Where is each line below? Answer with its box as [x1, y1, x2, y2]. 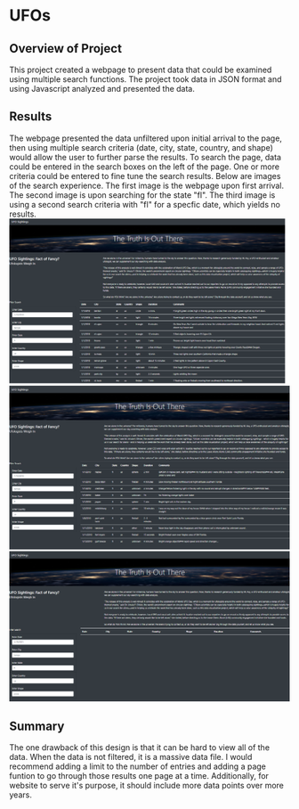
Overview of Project [9, 41, 123, 56]
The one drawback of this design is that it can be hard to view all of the [9, 742, 270, 753]
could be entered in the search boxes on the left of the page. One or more [9, 161, 280, 172]
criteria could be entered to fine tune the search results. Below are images [9, 170, 281, 181]
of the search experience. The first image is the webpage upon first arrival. [9, 180, 285, 191]
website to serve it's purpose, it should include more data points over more [9, 780, 285, 791]
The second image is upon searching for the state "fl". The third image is [9, 189, 276, 200]
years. [9, 789, 33, 800]
